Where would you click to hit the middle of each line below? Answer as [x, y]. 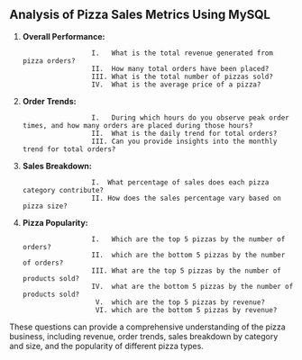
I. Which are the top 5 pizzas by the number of [188, 239]
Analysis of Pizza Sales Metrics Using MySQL [140, 15]
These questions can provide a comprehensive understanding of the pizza [147, 327]
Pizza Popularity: [55, 222]
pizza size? [45, 206]
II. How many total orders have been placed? [180, 68]
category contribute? [63, 190]
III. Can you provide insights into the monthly [184, 141]
